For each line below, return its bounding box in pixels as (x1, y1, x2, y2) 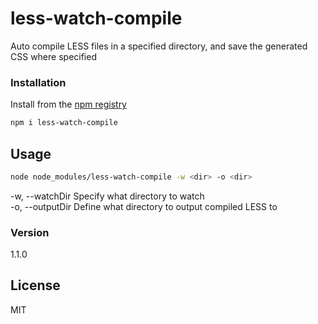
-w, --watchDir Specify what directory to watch (10, 190, 205, 202)
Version (10, 225, 50, 239)
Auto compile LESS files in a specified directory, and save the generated (10, 40, 308, 52)
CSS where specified (10, 50, 97, 62)
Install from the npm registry (10, 98, 127, 111)
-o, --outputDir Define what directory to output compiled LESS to (10, 200, 278, 212)
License (10, 277, 61, 294)
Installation (10, 75, 67, 89)
